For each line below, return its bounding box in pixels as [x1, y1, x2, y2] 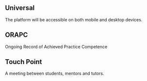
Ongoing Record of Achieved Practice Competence [5, 44, 108, 49]
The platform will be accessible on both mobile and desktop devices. [5, 16, 143, 22]
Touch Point [5, 58, 42, 66]
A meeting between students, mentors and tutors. [5, 70, 104, 77]
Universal [5, 4, 35, 12]
